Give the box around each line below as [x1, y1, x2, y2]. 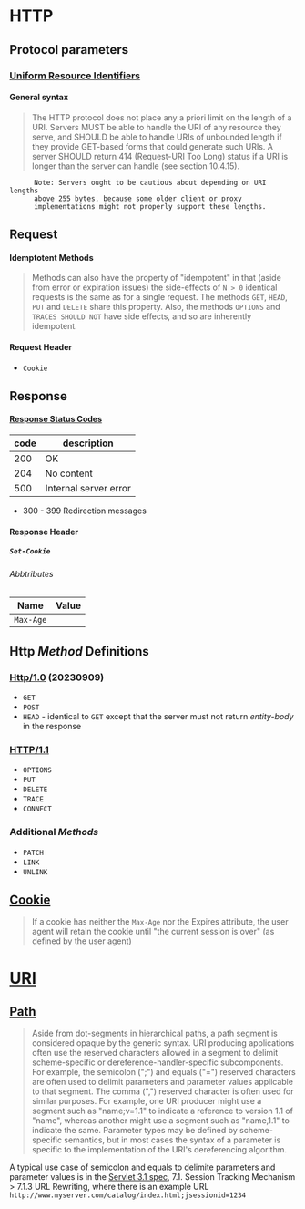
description [62, 437, 114, 449]
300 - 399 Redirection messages [22, 505, 147, 516]
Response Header [9, 526, 79, 537]
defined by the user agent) [31, 935, 132, 946]
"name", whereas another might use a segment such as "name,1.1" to [31, 1115, 290, 1126]
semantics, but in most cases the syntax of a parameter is [63, 1134, 281, 1145]
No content [45, 467, 94, 480]
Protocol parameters [9, 42, 129, 57]
